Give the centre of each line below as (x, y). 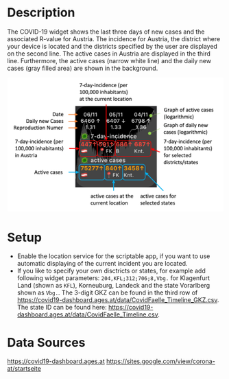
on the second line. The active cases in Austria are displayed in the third (109, 54)
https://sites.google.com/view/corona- (161, 361)
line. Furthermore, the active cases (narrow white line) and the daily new (109, 60)
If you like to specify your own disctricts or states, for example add (111, 271)
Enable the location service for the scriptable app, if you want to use (113, 256)
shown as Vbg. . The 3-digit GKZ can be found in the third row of (107, 292)
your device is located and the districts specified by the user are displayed (112, 46)
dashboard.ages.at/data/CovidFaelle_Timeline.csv (87, 314)
